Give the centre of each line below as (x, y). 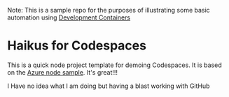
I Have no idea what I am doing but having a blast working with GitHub (109, 86)
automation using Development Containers (69, 17)
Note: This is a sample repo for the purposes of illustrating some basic (109, 10)
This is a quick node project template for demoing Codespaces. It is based (114, 65)
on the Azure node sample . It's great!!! (62, 72)
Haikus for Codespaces (77, 46)
